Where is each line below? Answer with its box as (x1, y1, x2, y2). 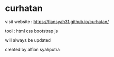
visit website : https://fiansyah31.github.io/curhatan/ (5, 19, 109, 24)
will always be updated (5, 37, 51, 43)
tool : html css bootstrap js (5, 28, 58, 34)
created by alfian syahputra (5, 46, 60, 52)
